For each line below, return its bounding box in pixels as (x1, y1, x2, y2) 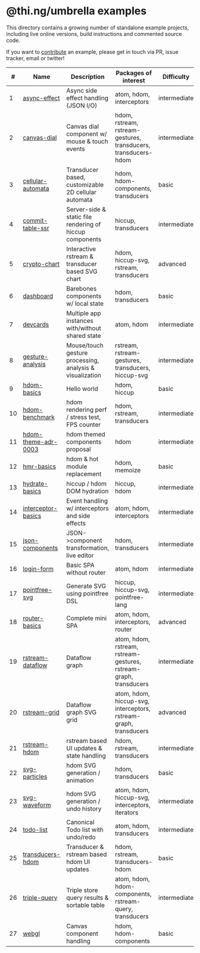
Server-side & (66, 205, 106, 213)
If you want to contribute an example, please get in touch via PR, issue (6, 48, 179, 55)
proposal (66, 445, 91, 453)
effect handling (66, 94, 109, 102)
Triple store (66, 886, 98, 894)
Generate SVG (66, 582, 106, 590)
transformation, (66, 543, 110, 552)
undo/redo (66, 833, 96, 841)
